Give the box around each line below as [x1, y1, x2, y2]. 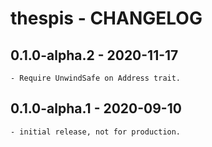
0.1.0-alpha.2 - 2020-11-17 [10, 47, 179, 64]
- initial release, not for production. [10, 127, 182, 137]
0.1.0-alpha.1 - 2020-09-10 [10, 100, 182, 117]
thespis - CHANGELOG [10, 7, 203, 30]
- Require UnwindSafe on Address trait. [10, 73, 182, 83]
